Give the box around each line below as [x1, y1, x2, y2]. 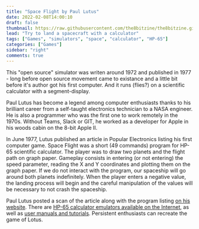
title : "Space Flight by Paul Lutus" [6, 8, 99, 15]
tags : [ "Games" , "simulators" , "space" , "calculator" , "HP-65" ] [6, 36, 168, 42]
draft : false [6, 19, 38, 25]
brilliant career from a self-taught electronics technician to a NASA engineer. [6, 105, 193, 112]
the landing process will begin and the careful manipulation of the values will [6, 179, 193, 187]
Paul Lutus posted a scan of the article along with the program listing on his [6, 197, 191, 204]
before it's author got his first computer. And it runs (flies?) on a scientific [6, 81, 185, 89]
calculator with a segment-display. [6, 87, 91, 94]
